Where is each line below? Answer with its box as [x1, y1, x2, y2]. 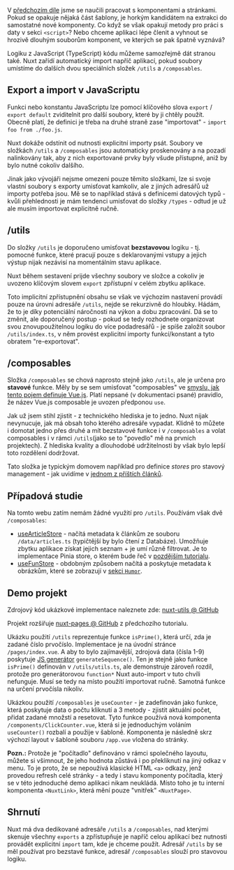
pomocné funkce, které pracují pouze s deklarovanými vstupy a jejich [7, 250, 207, 259]
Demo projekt [7, 587, 68, 599]
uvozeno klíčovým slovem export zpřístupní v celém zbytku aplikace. [7, 279, 206, 287]
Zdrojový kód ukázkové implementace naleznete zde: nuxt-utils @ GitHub [7, 606, 219, 614]
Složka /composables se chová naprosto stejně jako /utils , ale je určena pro [7, 376, 226, 384]
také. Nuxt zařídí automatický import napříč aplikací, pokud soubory [7, 57, 203, 65]
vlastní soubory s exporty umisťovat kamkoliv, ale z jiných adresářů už [7, 182, 210, 190]
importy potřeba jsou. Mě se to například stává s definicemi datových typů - [7, 189, 226, 198]
